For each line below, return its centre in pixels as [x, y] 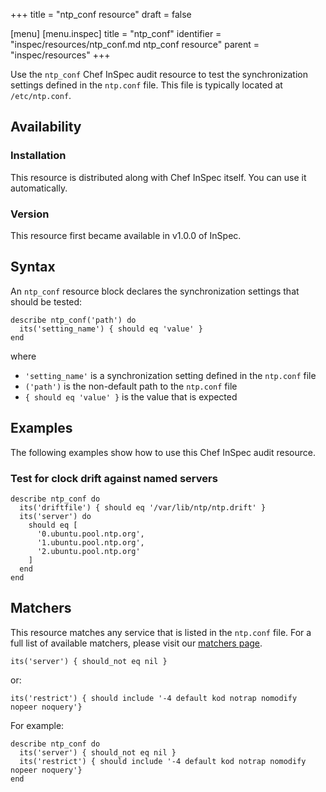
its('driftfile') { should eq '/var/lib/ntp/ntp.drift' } [143, 507]
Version [30, 214]
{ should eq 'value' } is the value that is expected [131, 396]
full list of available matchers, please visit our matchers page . [136, 643]
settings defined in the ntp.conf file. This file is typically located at [146, 85]
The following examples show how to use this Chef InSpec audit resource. [163, 452]
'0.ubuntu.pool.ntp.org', [90, 534]
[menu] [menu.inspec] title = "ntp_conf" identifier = [116, 33]
